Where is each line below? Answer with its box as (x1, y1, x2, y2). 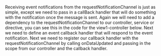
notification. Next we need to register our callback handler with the (5, 35, 139, 41)
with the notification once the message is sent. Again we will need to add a (5, 15, 155, 20)
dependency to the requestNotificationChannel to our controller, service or (5, 19, 154, 25)
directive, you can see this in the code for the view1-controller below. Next (5, 25, 154, 31)
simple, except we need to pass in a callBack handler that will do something (5, 9, 156, 15)
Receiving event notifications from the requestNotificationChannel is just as (5, 4, 156, 10)
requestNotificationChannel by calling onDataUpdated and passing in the (5, 40, 151, 46)
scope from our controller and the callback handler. (5, 46, 108, 51)
